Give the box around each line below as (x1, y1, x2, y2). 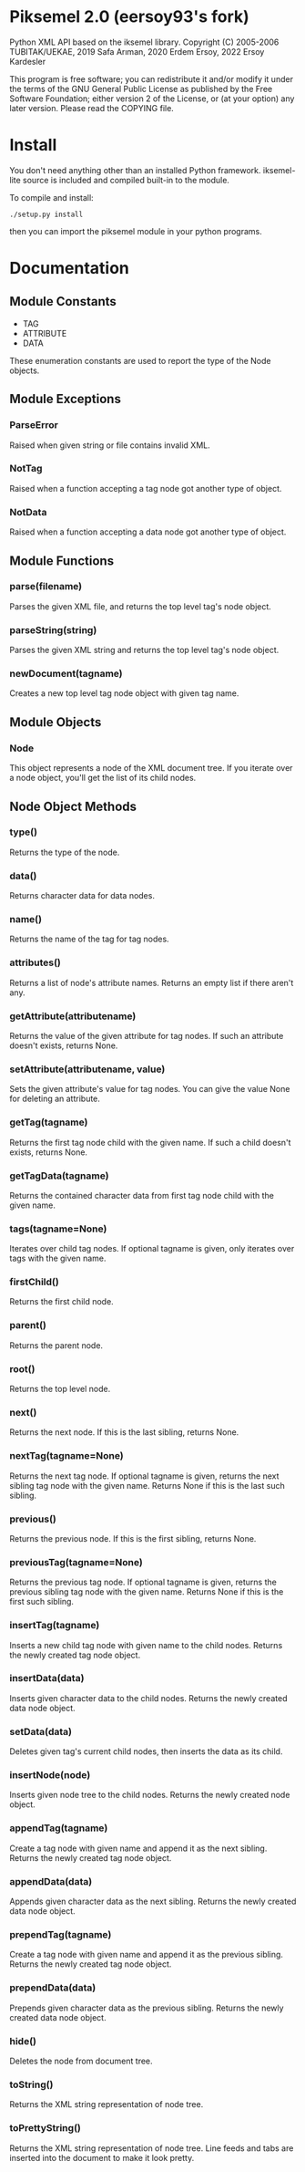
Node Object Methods (9, 798, 137, 814)
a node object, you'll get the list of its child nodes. (9, 773, 197, 784)
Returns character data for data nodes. (9, 890, 155, 901)
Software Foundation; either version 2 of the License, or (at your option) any (9, 93, 295, 104)
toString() (9, 2078, 54, 2091)
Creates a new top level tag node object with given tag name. (9, 688, 239, 699)
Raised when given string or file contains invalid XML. (9, 440, 211, 451)
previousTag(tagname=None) (9, 1555, 143, 1568)
